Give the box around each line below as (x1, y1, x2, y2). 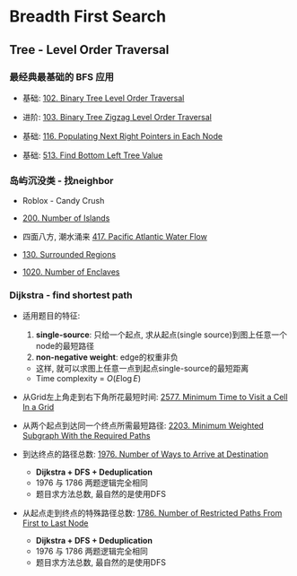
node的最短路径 (35, 341, 94, 352)
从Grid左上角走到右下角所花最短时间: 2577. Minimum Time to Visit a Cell (22, 392, 289, 403)
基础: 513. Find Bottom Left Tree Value (22, 150, 163, 161)
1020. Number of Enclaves (22, 266, 120, 277)
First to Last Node (22, 518, 89, 528)
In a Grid (22, 402, 55, 413)
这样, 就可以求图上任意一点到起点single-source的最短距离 (35, 363, 249, 374)
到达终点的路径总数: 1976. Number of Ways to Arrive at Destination (22, 449, 269, 459)
